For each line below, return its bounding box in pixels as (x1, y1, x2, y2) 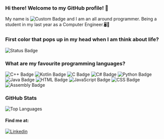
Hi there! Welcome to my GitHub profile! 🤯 (5, 5, 108, 12)
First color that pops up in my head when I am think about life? (5, 36, 159, 43)
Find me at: (5, 117, 29, 123)
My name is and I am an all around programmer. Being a (5, 16, 157, 22)
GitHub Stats (5, 94, 37, 101)
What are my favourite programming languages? (5, 60, 126, 67)
